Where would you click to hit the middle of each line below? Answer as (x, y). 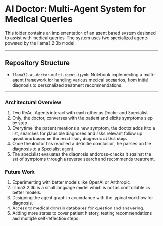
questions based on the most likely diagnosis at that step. (69, 139)
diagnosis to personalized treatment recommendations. (67, 85)
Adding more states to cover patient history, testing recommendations (82, 213)
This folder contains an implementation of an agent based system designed (81, 33)
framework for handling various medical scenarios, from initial (87, 80)
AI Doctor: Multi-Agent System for (75, 9)
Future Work (20, 172)
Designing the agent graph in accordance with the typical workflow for (83, 198)
